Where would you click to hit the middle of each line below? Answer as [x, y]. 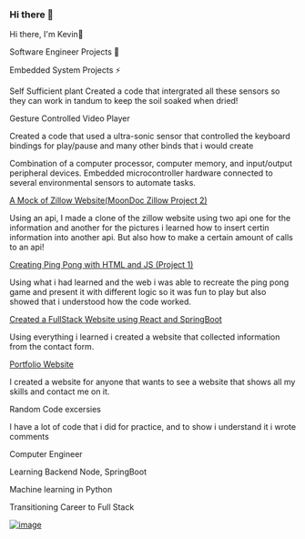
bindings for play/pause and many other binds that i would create [132, 146]
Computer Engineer [46, 454]
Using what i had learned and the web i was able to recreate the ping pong [149, 282]
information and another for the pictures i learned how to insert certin [140, 228]
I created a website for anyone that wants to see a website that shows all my [152, 382]
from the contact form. [52, 347]
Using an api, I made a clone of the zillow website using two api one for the [150, 219]
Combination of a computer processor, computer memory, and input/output [151, 164]
